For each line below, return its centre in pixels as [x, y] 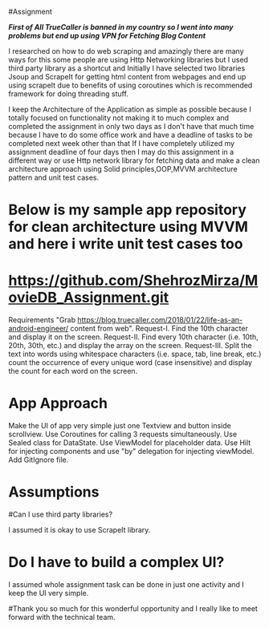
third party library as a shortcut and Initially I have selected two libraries [127, 68]
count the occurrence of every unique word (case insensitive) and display [130, 363]
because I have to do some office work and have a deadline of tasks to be [130, 135]
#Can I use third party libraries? [61, 514]
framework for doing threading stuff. [68, 94]
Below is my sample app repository [128, 210]
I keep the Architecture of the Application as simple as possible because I [130, 109]
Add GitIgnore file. [39, 460]
